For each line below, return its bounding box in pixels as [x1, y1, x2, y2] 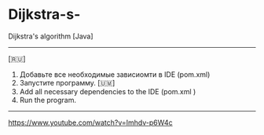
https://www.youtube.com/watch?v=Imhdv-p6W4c [8, 118, 173, 127]
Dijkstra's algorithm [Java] [8, 31, 93, 41]
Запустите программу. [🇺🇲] [19, 78, 115, 87]
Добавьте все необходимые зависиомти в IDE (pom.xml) [19, 69, 211, 79]
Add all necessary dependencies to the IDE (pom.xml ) [19, 86, 196, 96]
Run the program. [19, 95, 77, 104]
